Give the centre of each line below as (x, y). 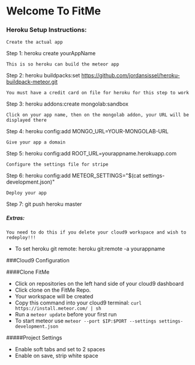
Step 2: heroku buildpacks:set (43, 76)
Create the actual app (34, 42)
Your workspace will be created (54, 297)
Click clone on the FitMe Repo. (53, 290)
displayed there (26, 120)
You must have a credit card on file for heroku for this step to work (97, 93)
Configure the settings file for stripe (58, 164)
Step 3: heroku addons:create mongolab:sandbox (67, 104)
